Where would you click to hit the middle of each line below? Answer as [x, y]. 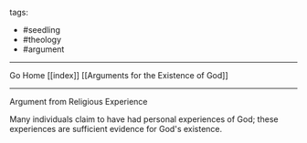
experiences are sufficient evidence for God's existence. [116, 129]
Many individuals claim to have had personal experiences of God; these [144, 119]
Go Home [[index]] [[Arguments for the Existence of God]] [119, 75]
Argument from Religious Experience [79, 102]
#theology [42, 40]
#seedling [42, 30]
